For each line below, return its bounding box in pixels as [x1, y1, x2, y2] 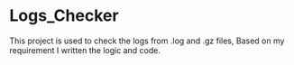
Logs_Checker [9, 5, 119, 26]
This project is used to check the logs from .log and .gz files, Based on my [9, 35, 285, 46]
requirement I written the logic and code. [9, 44, 161, 55]
